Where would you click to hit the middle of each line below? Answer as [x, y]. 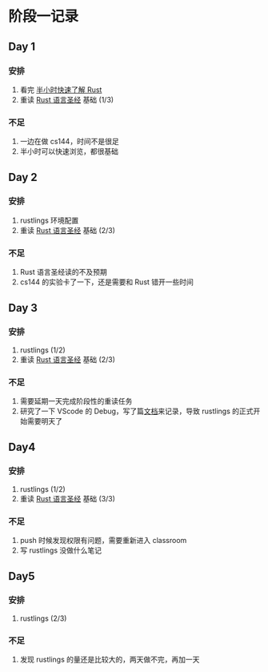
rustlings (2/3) [43, 618]
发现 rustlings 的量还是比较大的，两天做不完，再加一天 [110, 660]
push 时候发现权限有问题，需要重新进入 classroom [103, 541]
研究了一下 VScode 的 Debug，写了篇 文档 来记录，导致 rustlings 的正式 [136, 411]
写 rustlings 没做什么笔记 [61, 550]
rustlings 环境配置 [49, 220]
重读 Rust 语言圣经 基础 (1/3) [67, 99]
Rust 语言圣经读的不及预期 [63, 272]
